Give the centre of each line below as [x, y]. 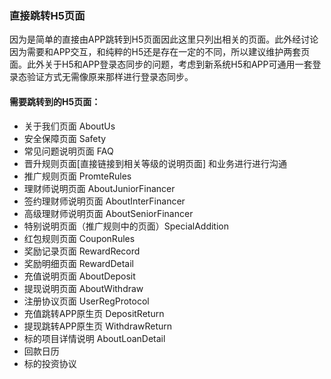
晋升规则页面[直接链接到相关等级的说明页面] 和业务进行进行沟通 [155, 163]
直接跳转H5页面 [47, 15]
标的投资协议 [50, 363]
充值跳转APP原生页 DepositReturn [94, 313]
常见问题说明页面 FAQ [68, 151]
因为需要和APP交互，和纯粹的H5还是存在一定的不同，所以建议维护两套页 [160, 52]
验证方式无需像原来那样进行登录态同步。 [110, 77]
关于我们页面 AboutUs [69, 126]
